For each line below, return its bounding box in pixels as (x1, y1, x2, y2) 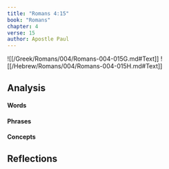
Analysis (7, 82, 46, 94)
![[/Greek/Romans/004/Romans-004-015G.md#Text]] (7, 54, 159, 63)
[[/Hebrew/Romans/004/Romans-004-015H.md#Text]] (7, 62, 163, 70)
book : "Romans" (7, 17, 51, 23)
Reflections (7, 152, 58, 164)
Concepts (7, 132, 36, 141)
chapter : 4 (7, 23, 39, 30)
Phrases (7, 117, 32, 125)
